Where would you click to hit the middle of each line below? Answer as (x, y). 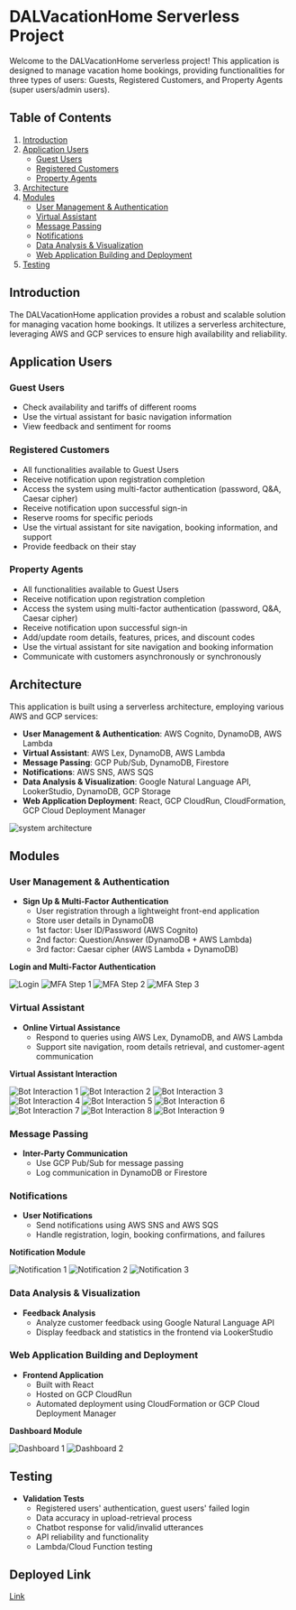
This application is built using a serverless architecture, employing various (147, 707)
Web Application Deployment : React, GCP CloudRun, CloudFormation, (154, 800)
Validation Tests (53, 1498)
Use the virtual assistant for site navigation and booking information (148, 646)
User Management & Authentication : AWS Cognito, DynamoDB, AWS (152, 734)
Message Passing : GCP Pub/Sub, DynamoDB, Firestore (126, 762)
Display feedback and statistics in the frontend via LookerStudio (154, 1332)
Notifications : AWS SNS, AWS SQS (88, 772)
